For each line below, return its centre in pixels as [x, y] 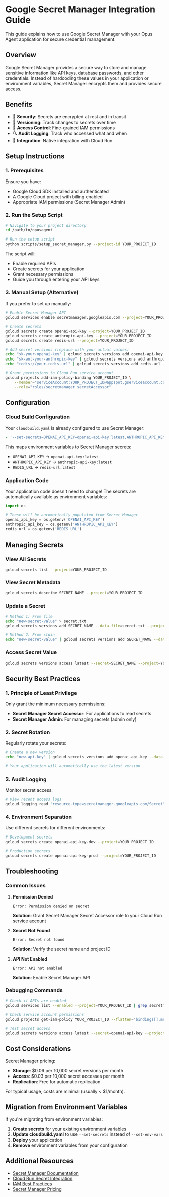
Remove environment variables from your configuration [70, 1145]
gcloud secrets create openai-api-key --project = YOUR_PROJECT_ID [75, 331]
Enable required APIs [34, 264]
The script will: [21, 254]
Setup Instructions [35, 156]
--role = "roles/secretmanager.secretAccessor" [63, 387]
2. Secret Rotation [28, 732]
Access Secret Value [31, 652]
